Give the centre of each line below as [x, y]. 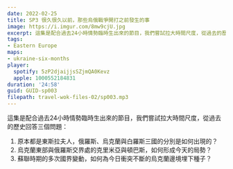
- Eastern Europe [32, 46]
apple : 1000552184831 [45, 78]
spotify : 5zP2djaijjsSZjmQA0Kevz [62, 71]
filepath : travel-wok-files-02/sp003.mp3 [68, 98]
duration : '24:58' [34, 84]
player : [18, 65]
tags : [15, 39]
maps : [15, 53]
